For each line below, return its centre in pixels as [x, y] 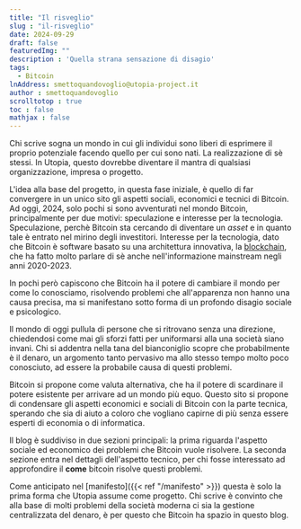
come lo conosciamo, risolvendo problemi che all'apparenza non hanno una [150, 293]
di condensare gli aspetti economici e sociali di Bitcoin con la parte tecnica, [149, 404]
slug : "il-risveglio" [52, 26]
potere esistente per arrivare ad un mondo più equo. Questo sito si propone [149, 394]
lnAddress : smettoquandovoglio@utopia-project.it [104, 84]
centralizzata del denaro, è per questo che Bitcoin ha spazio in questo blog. [149, 515]
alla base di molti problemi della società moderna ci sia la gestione [132, 506]
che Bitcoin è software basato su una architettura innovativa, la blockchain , [148, 247]
